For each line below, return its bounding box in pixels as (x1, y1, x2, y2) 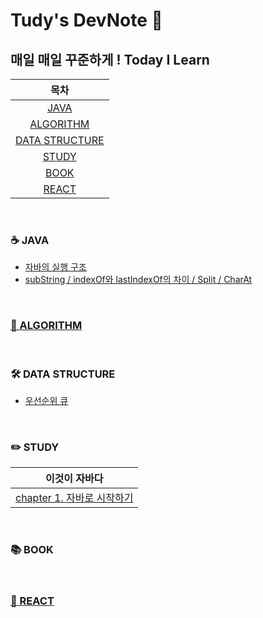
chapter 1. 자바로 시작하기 (15, 491, 134, 505)
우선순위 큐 (24, 394, 69, 406)
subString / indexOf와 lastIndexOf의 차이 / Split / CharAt (24, 274, 253, 286)
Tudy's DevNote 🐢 (10, 9, 163, 32)
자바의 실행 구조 (24, 261, 87, 273)
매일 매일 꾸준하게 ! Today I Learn (10, 51, 210, 68)
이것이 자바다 (44, 472, 104, 486)
